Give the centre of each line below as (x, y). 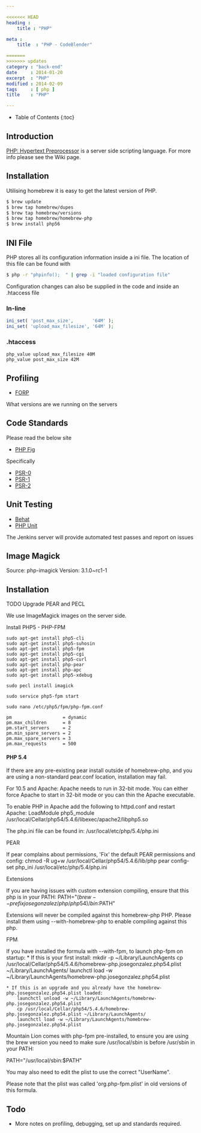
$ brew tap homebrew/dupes (40, 207)
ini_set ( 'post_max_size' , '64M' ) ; (60, 321)
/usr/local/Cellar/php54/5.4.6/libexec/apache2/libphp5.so (77, 820)
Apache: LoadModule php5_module (50, 813)
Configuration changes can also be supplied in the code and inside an (93, 286)
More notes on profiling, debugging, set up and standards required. (98, 1124)
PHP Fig (25, 449)
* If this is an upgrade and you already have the (71, 988)
